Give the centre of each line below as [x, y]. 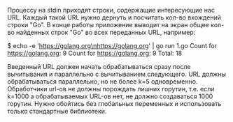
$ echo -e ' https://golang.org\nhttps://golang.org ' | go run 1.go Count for [112, 46]
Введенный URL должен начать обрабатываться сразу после [99, 67]
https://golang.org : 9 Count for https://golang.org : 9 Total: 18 [95, 53]
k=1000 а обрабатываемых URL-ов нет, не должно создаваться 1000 [110, 96]
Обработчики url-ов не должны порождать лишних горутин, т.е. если [111, 89]
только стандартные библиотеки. [57, 111]
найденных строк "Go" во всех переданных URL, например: [106, 32]
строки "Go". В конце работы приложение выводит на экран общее [108, 25]
